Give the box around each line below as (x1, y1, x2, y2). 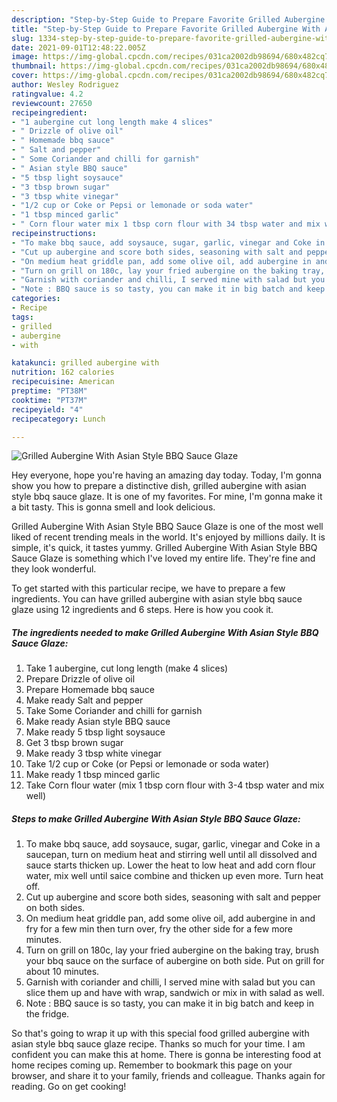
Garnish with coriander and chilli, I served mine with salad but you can (25, 976, 316, 988)
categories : (11, 294, 61, 304)
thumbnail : (11, 61, 57, 71)
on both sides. (25, 902, 86, 914)
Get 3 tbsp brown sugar (25, 737, 124, 749)
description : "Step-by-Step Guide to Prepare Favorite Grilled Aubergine (11, 14, 326, 25)
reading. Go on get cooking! (11, 1081, 127, 1093)
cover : (11, 71, 39, 81)
